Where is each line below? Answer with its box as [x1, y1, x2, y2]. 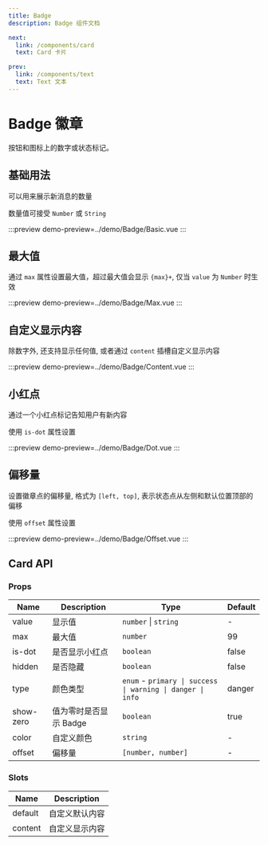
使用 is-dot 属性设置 [8, 427, 76, 436]
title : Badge [8, 11, 52, 20]
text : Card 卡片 [15, 49, 67, 57]
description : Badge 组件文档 [8, 19, 100, 27]
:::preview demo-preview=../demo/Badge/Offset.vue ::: [8, 534, 189, 543]
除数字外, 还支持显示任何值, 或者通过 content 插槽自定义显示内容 [8, 346, 220, 356]
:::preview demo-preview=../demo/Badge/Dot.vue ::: [8, 443, 180, 452]
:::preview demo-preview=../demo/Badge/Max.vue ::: [8, 298, 183, 308]
